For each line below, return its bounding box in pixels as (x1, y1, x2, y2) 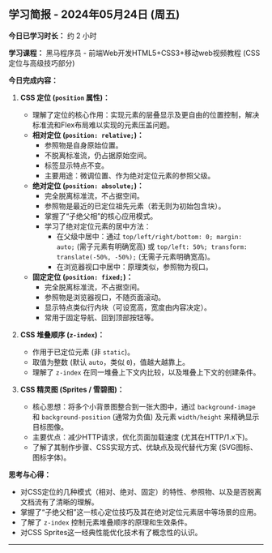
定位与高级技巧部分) (8, 58, 75, 67)
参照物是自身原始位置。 (44, 140, 123, 150)
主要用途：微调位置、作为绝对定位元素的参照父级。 (44, 170, 215, 180)
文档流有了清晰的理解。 (19, 497, 99, 507)
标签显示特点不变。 (44, 161, 109, 170)
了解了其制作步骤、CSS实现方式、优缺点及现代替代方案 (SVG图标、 (32, 442, 257, 452)
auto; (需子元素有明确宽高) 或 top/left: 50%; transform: (56, 242, 248, 251)
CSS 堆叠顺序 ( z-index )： (19, 329, 105, 339)
